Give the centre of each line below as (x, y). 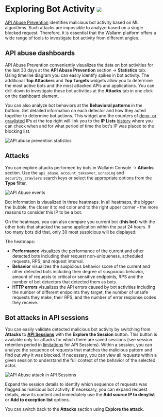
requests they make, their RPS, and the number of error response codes (84, 297)
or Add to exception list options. (38, 400)
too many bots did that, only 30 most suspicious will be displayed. (71, 232)
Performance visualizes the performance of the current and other (78, 251)
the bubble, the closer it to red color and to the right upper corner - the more (81, 207)
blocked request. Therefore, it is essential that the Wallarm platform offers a (81, 33)
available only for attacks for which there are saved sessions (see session (79, 340)
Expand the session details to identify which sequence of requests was (76, 384)
